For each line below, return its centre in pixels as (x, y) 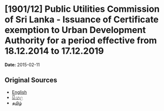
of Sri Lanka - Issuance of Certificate (82, 19)
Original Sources (31, 80)
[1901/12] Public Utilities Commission (82, 9)
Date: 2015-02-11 (22, 65)
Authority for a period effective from (81, 41)
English (19, 92)
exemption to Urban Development (75, 30)
